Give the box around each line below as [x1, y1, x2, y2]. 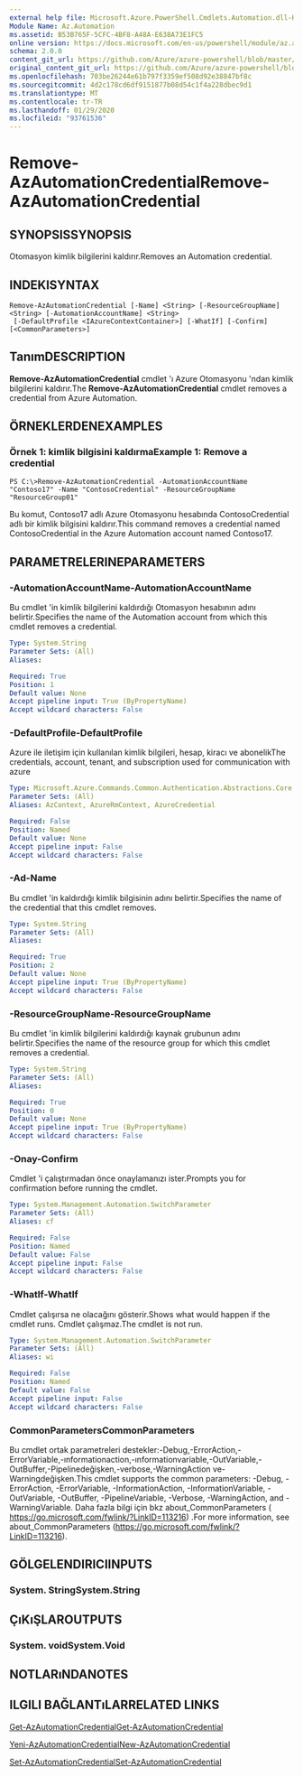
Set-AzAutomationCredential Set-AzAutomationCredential [9, 1756, 223, 1767]
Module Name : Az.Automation [9, 22, 115, 31]
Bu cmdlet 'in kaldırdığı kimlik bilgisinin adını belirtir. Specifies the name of [9, 892, 282, 903]
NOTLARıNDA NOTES [9, 1667, 129, 1682]
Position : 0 [9, 1106, 54, 1115]
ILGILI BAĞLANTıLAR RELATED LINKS [9, 1697, 220, 1713]
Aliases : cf [9, 1217, 54, 1226]
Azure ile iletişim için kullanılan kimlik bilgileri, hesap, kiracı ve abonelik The [9, 747, 286, 758]
